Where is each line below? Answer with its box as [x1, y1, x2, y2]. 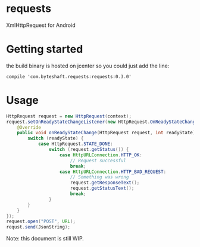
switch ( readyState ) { [27, 135, 84, 141]
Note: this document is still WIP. [6, 235, 85, 242]
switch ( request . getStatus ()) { [48, 147, 129, 153]
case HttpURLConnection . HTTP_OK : [59, 152, 143, 158]
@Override [17, 124, 42, 130]
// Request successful [70, 158, 127, 163]
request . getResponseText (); [70, 180, 140, 186]
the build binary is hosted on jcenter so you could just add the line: [6, 62, 170, 69]
